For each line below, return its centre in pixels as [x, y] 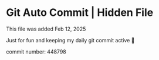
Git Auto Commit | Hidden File [80, 13]
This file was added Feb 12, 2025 [46, 29]
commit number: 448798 [36, 51]
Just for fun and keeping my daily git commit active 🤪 [70, 40]
